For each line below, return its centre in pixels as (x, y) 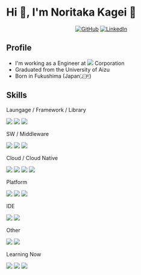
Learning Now (24, 254)
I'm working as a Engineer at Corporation (70, 63)
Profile (19, 48)
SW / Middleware (28, 134)
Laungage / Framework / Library (46, 110)
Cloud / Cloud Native (32, 158)
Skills (17, 95)
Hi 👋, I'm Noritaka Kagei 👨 (71, 12)
